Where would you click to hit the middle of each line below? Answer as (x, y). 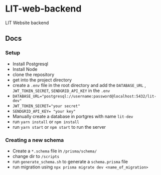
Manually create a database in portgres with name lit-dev (73, 116)
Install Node (25, 69)
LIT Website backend (27, 23)
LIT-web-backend (43, 9)
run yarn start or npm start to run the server (59, 127)
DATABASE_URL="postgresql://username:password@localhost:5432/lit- (84, 96)
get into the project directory (42, 80)
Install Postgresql (30, 64)
